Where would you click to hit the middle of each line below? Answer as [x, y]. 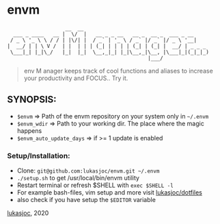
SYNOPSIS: [32, 100]
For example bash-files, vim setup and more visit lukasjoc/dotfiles [110, 192]
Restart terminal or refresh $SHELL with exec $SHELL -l [95, 185]
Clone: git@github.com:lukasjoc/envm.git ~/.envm [88, 171]
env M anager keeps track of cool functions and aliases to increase [118, 71]
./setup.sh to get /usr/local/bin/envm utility [78, 178]
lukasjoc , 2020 [28, 213]
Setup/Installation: [39, 155]
